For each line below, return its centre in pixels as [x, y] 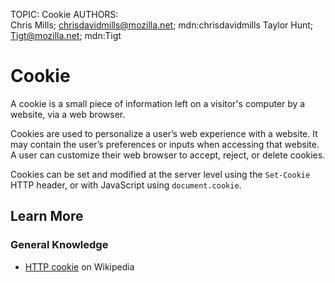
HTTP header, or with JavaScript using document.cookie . [126, 185]
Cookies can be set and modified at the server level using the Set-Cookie [160, 174]
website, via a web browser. [68, 114]
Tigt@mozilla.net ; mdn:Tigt [66, 35]
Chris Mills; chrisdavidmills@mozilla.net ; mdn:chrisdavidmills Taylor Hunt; [162, 25]
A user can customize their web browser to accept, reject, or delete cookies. [168, 155]
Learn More [47, 216]
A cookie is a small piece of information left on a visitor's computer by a [158, 103]
